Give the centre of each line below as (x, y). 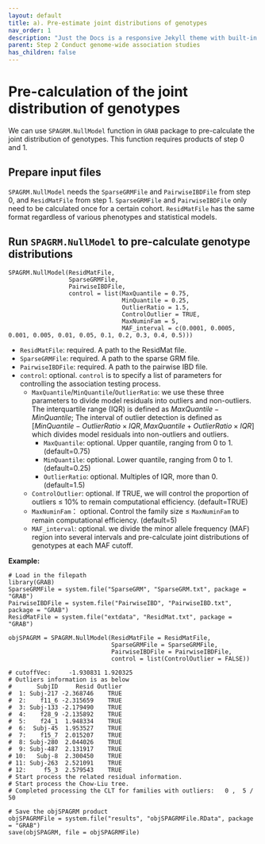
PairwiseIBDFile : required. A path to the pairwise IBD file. (113, 367)
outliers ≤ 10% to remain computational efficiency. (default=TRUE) (140, 502)
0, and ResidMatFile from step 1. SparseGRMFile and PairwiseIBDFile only (128, 200)
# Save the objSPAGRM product (58, 811)
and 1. (18, 147)
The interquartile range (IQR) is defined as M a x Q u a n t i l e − (125, 409)
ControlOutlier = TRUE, (161, 314)
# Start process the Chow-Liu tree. (69, 784)
